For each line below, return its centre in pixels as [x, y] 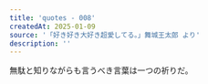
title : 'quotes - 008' [52, 18]
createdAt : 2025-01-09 [52, 26]
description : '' [40, 43]
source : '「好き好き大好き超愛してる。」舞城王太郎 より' [105, 35]
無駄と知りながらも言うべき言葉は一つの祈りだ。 [101, 70]
